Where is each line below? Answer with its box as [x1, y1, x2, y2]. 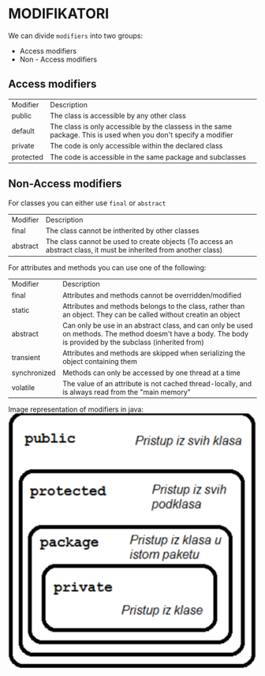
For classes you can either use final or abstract [8, 198, 166, 208]
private [11, 141, 35, 151]
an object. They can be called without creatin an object [62, 310, 241, 319]
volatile [11, 383, 35, 392]
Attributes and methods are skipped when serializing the [62, 348, 246, 358]
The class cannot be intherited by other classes [46, 226, 200, 235]
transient [11, 352, 41, 362]
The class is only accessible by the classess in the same [50, 122, 233, 131]
